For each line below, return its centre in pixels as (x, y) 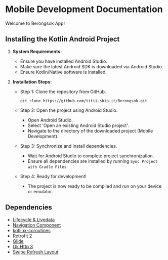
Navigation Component (37, 225)
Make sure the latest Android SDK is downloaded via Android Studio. (92, 66)
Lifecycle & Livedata (33, 220)
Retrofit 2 (22, 236)
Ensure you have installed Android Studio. (64, 61)
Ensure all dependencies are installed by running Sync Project (93, 161)
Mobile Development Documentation (84, 9)
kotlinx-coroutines (31, 230)
